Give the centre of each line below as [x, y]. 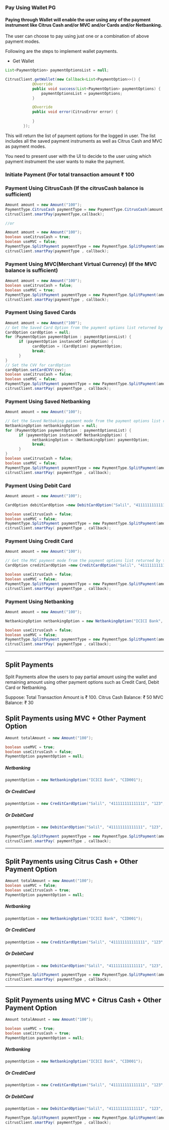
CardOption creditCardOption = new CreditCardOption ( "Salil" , [71, 566]
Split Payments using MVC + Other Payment [76, 718]
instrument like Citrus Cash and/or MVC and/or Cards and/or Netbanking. [84, 25]
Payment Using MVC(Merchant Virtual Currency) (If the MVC [81, 264]
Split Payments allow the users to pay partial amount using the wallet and [81, 677]
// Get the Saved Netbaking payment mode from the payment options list [83, 421]
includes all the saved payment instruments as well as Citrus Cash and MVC [84, 141]
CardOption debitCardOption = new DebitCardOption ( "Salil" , [68, 505]
